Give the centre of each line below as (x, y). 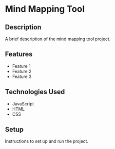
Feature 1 (21, 66)
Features (19, 54)
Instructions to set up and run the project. (47, 141)
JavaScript (23, 103)
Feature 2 (22, 71)
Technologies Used (35, 92)
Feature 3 (22, 76)
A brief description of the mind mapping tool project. (58, 39)
